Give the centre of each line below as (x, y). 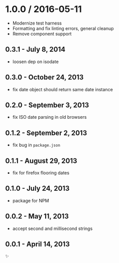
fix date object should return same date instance (63, 89)
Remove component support (42, 34)
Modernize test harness (37, 23)
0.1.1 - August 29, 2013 (41, 161)
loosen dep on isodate (35, 62)
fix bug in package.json (36, 145)
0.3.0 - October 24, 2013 (44, 77)
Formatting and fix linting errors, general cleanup (63, 28)
